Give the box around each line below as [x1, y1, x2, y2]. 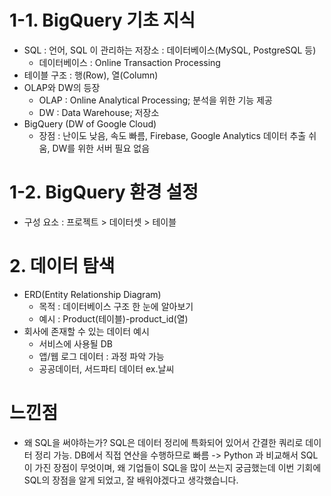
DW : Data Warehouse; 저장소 [38, 106, 160, 118]
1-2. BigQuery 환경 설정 [9, 181, 199, 204]
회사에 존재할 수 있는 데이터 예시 [23, 325, 150, 337]
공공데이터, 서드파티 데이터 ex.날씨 [38, 362, 175, 375]
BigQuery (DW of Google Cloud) [23, 117, 157, 130]
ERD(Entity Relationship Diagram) [23, 288, 162, 300]
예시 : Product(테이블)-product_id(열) [38, 312, 189, 325]
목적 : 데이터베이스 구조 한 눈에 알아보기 [38, 300, 194, 312]
